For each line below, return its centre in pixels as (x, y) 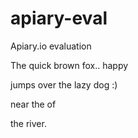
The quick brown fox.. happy (69, 65)
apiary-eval (59, 18)
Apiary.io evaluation (51, 46)
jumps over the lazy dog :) (64, 84)
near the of (33, 104)
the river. (28, 123)
